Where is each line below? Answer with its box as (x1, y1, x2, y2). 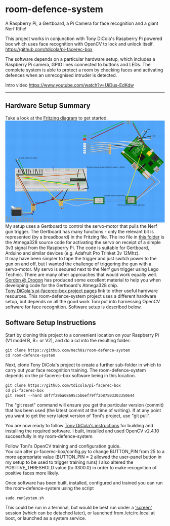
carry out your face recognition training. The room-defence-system (5, 367, 146, 373)
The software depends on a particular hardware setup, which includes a (5, 56, 155, 62)
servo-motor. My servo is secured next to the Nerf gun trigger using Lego (5, 266, 159, 272)
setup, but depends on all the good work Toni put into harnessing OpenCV (5, 298, 160, 304)
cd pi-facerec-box (5, 388, 44, 393)
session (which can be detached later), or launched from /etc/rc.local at (5, 510, 155, 516)
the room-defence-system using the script (5, 485, 94, 491)
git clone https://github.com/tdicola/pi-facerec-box (5, 383, 121, 388)
